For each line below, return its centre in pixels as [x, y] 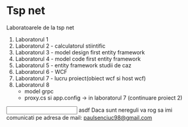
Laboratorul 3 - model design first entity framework [80, 52]
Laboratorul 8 [32, 85]
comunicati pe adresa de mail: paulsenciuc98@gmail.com [79, 117]
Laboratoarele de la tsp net [40, 27]
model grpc [39, 91]
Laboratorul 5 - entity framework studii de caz [73, 65]
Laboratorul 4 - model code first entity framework [78, 59]
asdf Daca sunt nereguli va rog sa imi [126, 110]
